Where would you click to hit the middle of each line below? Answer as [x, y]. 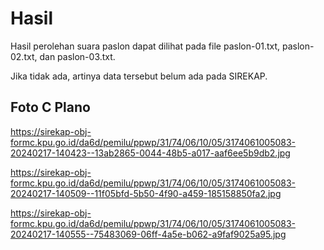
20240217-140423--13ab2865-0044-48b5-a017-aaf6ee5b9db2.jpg [150, 153]
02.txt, [24, 56]
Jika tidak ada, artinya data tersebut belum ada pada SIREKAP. [139, 76]
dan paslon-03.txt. [77, 56]
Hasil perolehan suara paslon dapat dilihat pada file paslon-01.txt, [145, 46]
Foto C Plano [50, 107]
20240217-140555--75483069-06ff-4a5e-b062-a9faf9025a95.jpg [148, 234]
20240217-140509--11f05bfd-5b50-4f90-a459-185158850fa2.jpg [146, 193]
